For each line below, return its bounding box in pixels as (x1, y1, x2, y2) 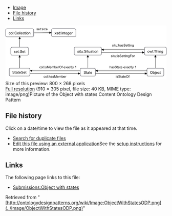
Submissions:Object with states (12, 184, 79, 190)
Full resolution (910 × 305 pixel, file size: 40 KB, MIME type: (5, 86, 131, 92)
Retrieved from (5, 194, 37, 201)
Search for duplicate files (12, 135, 66, 141)
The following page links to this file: (5, 174, 80, 181)
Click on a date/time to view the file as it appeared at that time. (5, 125, 137, 131)
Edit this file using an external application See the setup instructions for (12, 141, 162, 147)
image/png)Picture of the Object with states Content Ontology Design (5, 91, 152, 97)
